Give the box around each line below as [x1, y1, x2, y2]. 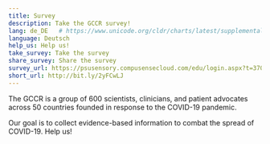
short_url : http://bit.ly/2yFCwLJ [8, 72, 125, 80]
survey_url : [8, 64, 48, 72]
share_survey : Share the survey [8, 57, 117, 65]
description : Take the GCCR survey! [8, 19, 131, 27]
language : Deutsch [8, 34, 70, 43]
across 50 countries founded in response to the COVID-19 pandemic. [8, 102, 237, 112]
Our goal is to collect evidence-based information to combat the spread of [8, 117, 255, 127]
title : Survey [8, 11, 56, 20]
